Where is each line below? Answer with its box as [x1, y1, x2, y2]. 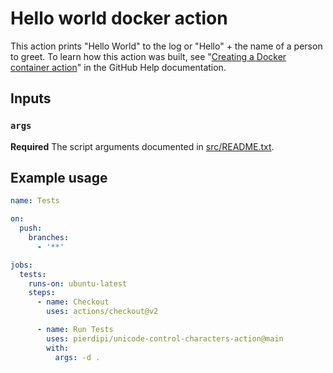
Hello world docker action [10, 7, 228, 30]
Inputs [10, 90, 52, 107]
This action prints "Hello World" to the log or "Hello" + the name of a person [10, 40, 323, 52]
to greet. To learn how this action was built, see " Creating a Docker [10, 50, 287, 62]
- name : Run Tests [36, 325, 114, 335]
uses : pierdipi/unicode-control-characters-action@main [46, 333, 284, 344]
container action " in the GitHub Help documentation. [10, 61, 227, 73]
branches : [28, 233, 70, 243]
